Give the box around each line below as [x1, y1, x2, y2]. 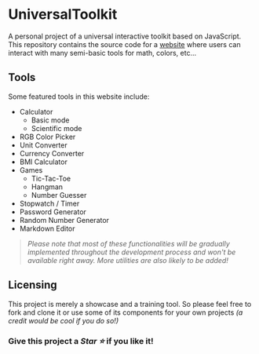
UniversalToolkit [8, 5, 118, 24]
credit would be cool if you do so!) [8, 316, 119, 325]
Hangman [31, 182, 64, 192]
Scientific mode [31, 123, 82, 133]
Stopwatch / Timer [19, 199, 80, 208]
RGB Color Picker [19, 132, 76, 141]
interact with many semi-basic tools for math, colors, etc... [8, 48, 197, 57]
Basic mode [31, 115, 70, 125]
